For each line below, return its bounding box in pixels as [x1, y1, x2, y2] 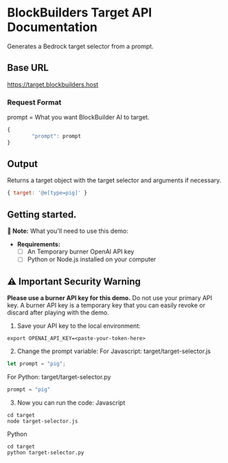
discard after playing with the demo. [7, 308, 109, 317]
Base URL [7, 62, 49, 74]
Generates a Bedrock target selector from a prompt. [7, 42, 154, 50]
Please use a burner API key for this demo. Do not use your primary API [7, 294, 213, 302]
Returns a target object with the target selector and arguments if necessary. [7, 177, 222, 185]
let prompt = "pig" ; [7, 361, 67, 368]
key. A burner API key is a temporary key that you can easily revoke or [7, 301, 206, 310]
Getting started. [7, 208, 77, 221]
